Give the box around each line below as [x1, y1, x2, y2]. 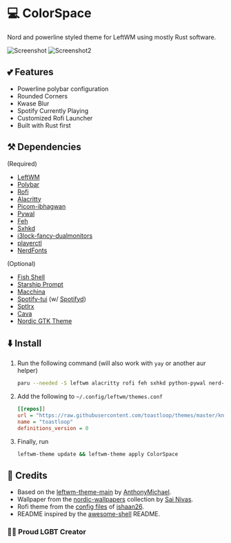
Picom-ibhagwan [17, 202, 66, 210]
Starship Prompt [17, 280, 63, 288]
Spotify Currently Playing [17, 106, 89, 114]
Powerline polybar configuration [17, 84, 109, 93]
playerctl [17, 238, 43, 247]
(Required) [7, 159, 38, 167]
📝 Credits [7, 470, 48, 482]
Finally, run [17, 437, 49, 445]
